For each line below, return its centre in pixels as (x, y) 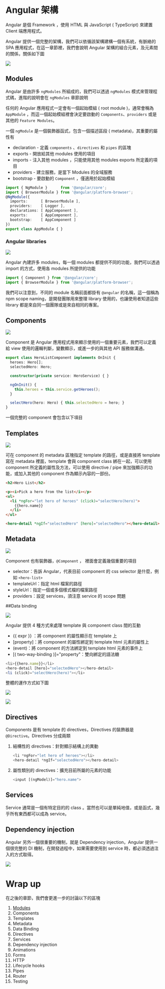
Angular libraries (26, 241)
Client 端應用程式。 (25, 31)
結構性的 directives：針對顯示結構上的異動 (55, 746)
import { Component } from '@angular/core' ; (52, 278)
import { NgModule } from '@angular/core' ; (56, 188)
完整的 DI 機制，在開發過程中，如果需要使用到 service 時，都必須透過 (84, 848)
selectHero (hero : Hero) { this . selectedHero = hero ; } (67, 403)
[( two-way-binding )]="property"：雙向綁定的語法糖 (66, 654)
